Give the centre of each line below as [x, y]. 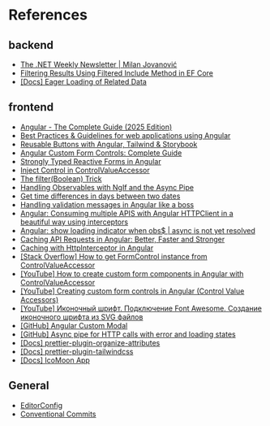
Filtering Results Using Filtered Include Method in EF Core [116, 73]
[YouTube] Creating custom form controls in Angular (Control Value [132, 291]
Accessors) [39, 299]
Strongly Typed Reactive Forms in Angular [90, 161]
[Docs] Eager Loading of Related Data [84, 82]
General [29, 386]
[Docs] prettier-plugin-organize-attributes [90, 342]
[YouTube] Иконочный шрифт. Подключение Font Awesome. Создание [141, 308]
